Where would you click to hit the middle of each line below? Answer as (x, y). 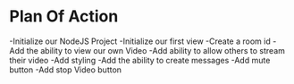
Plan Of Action (64, 17)
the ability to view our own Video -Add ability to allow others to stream (156, 50)
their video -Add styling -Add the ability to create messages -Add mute (140, 60)
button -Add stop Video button (66, 70)
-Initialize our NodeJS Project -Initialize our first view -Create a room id (140, 41)
